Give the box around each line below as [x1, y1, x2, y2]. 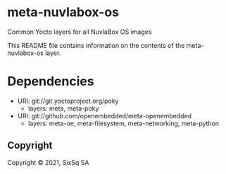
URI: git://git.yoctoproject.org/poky [17, 97, 119, 105]
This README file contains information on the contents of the [7, 41, 185, 49]
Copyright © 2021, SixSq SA [7, 158, 89, 166]
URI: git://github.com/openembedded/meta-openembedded [17, 111, 192, 120]
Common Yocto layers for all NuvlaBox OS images [7, 27, 152, 36]
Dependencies [7, 73, 94, 89]
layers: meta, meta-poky [27, 104, 99, 113]
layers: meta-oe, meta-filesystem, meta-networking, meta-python [27, 119, 220, 128]
